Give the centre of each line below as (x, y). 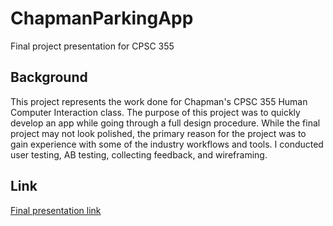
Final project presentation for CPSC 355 (92, 46)
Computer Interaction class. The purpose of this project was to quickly (155, 112)
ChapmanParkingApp (102, 18)
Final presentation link (56, 210)
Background (49, 77)
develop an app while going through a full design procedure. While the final (165, 123)
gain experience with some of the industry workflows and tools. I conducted (167, 144)
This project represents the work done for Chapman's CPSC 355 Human (159, 101)
